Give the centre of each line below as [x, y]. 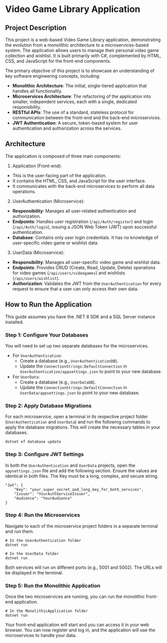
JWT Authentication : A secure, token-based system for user [75, 123]
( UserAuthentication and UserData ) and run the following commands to [78, 422]
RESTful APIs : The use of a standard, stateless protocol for [73, 112]
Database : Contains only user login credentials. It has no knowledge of [85, 237]
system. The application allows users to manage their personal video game [82, 50]
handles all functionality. [37, 91]
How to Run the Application [49, 305]
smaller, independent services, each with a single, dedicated [75, 102]
